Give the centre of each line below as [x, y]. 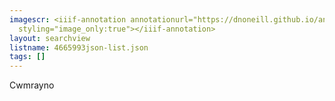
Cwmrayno [32, 85]
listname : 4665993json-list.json [79, 47]
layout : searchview [50, 38]
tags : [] [27, 57]
